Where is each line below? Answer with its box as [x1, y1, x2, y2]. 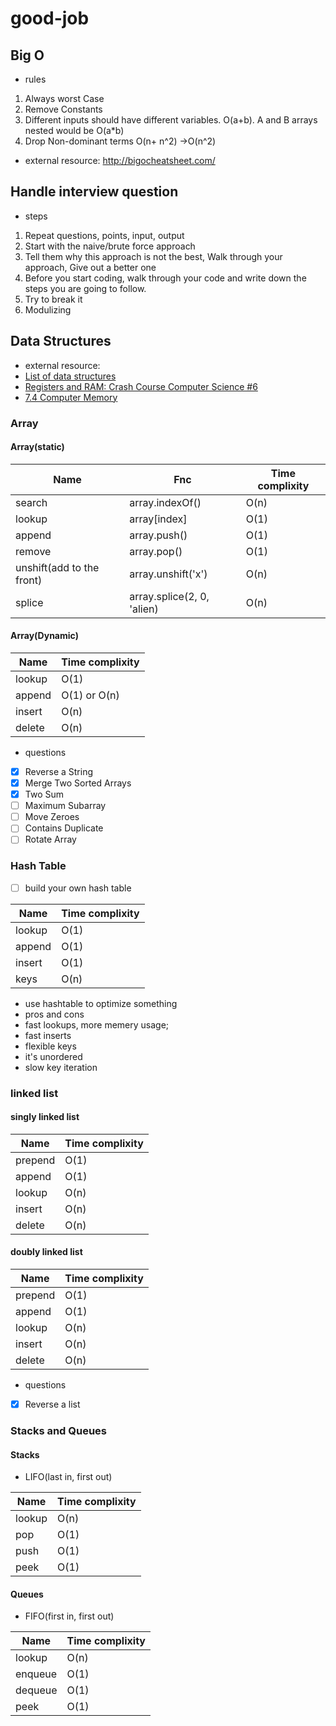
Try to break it [24, 293, 83, 305]
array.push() [129, 528, 188, 542]
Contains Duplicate [24, 822, 104, 834]
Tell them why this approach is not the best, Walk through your [24, 250, 283, 262]
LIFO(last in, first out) [24, 1471, 113, 1483]
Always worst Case [24, 93, 105, 104]
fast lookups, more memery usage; [24, 1018, 170, 1031]
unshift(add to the [15, 560, 100, 574]
